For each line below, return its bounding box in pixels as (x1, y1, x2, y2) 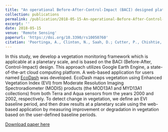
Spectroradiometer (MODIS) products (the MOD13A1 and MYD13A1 (5, 85, 142, 91)
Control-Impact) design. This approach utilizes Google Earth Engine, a (5, 64, 149, 70)
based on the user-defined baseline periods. (5, 112, 97, 118)
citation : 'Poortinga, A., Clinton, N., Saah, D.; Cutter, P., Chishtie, (5, 40, 162, 45)
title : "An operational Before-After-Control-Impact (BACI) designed (5, 7, 153, 12)
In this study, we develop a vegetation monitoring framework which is (5, 53, 148, 59)
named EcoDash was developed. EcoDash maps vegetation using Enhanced (5, 74, 162, 80)
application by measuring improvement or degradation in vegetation (19, 106, 159, 112)
